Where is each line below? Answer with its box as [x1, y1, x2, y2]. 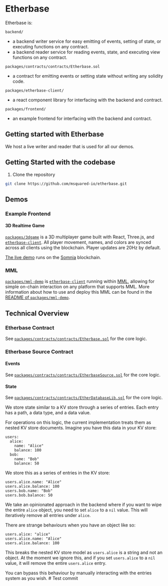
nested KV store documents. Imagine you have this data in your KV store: [5, 425, 157, 431]
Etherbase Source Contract [5, 348, 73, 355]
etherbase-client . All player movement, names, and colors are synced [5, 239, 151, 245]
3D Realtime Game [5, 223, 45, 229]
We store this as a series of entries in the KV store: [5, 470, 110, 476]
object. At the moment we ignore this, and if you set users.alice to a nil [5, 555, 155, 561]
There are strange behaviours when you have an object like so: [5, 522, 136, 528]
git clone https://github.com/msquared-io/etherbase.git [5, 181, 127, 186]
